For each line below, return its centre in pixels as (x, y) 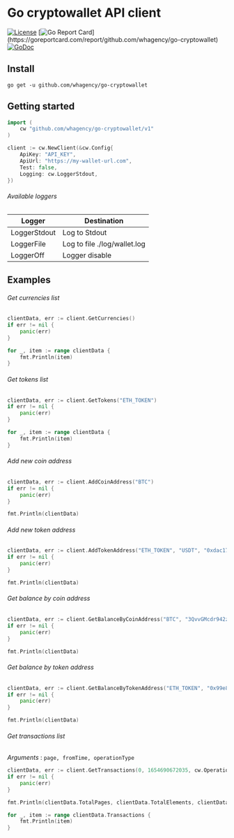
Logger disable (87, 255)
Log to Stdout (85, 232)
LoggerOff (28, 255)
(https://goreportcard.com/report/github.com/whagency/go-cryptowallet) (113, 39)
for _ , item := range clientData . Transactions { (79, 815)
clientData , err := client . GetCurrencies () (71, 319)
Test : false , (39, 167)
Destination (104, 220)
